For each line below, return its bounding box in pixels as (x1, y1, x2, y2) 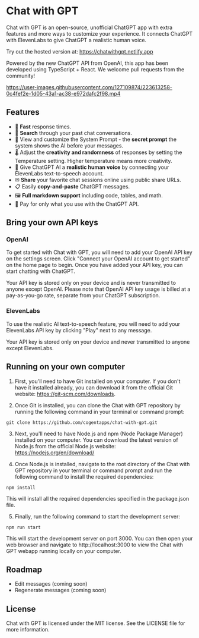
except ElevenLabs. (6, 344, 54, 351)
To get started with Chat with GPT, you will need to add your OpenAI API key (6, 249, 192, 256)
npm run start (6, 524, 41, 530)
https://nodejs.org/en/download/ (14, 449, 95, 456)
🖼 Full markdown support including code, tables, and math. (14, 191, 163, 199)
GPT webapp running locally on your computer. (6, 547, 121, 554)
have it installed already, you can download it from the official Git (14, 384, 174, 391)
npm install (6, 485, 36, 491)
